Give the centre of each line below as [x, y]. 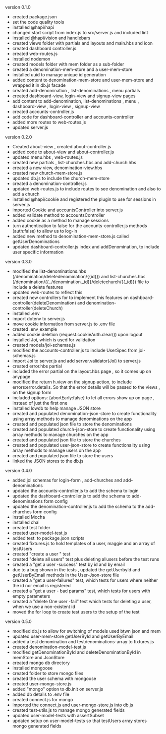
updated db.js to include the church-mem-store [61, 178]
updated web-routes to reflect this [47, 292]
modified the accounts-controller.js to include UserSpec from [75, 350]
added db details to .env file [41, 694]
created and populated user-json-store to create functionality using [81, 445]
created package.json [34, 17]
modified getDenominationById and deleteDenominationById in [77, 652]
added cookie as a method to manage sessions [60, 220]
